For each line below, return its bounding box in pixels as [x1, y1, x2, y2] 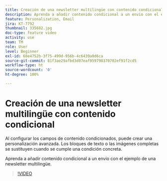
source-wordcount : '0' [5, 68, 52, 73]
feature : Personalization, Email [5, 16, 75, 21]
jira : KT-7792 [5, 21, 35, 26]
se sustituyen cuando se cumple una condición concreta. [5, 146, 123, 152]
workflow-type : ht [5, 63, 43, 68]
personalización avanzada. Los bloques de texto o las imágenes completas [5, 140, 159, 147]
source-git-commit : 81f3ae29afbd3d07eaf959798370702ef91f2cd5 [5, 58, 137, 63]
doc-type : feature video [5, 30, 57, 35]
